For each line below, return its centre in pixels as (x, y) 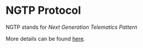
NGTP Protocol (43, 10)
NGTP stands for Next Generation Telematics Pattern (71, 27)
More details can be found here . (46, 38)
